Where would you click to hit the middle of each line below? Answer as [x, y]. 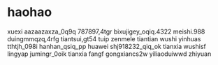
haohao [30, 12]
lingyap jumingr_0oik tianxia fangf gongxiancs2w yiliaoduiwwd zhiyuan [109, 54]
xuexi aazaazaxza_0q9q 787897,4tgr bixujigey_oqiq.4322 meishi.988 [106, 31]
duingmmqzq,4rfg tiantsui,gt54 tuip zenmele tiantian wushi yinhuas [104, 38]
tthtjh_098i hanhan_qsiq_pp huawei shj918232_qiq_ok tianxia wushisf [107, 46]
